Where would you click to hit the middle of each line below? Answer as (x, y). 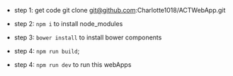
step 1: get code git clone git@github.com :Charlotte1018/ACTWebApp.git (120, 10)
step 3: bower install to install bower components (88, 37)
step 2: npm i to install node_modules (68, 24)
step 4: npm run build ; (47, 51)
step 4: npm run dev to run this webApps (73, 65)
